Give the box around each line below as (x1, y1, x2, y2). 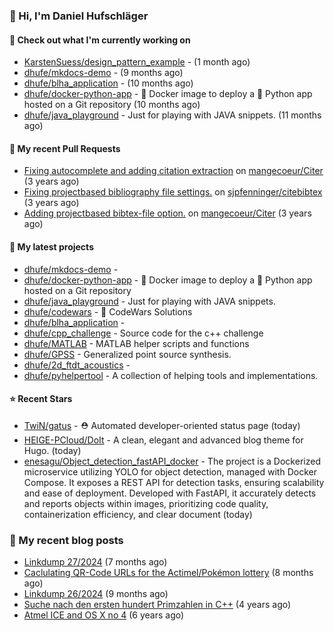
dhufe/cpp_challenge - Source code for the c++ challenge (23, 327, 264, 339)
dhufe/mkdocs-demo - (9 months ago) (23, 67, 184, 79)
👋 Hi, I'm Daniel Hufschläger (9, 9, 149, 23)
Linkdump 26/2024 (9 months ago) (23, 588, 169, 600)
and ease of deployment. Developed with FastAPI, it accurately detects (23, 487, 317, 499)
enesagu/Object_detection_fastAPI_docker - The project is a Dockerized (23, 455, 321, 467)
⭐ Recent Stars (9, 393, 73, 405)
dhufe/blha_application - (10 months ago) (23, 77, 194, 89)
